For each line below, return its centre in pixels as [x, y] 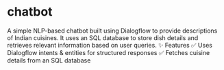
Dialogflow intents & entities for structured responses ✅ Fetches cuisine [109, 52]
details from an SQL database [49, 60]
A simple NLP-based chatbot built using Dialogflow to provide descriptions [112, 31]
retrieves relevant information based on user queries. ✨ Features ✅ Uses [110, 45]
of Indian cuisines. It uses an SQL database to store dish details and [103, 37]
